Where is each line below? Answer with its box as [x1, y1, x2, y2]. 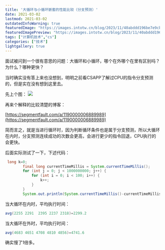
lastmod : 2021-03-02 [5, 16, 48, 21]
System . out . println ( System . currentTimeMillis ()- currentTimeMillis [23, 191, 162, 196]
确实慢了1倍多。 [5, 240, 37, 246]
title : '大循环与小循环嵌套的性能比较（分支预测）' [5, 7, 98, 12]
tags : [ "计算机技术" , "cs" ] [5, 35, 56, 40]
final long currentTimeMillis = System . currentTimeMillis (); [23, 164, 151, 169]
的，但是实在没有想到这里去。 [5, 81, 65, 87]
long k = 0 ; [7, 159, 27, 164]
